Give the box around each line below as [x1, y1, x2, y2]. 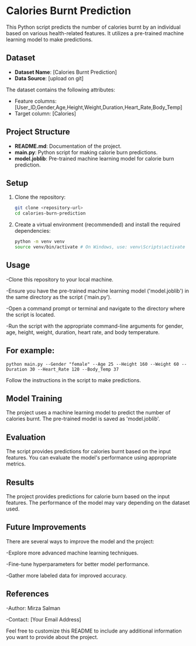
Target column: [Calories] [14, 110, 76, 117]
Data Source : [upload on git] [14, 74, 84, 81]
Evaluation [6, 432, 46, 442]
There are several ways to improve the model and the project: [6, 538, 154, 545]
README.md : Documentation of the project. [14, 142, 122, 149]
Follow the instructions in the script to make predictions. [6, 376, 142, 383]
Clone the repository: [14, 193, 66, 200]
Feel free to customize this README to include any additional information [6, 627, 182, 634]
